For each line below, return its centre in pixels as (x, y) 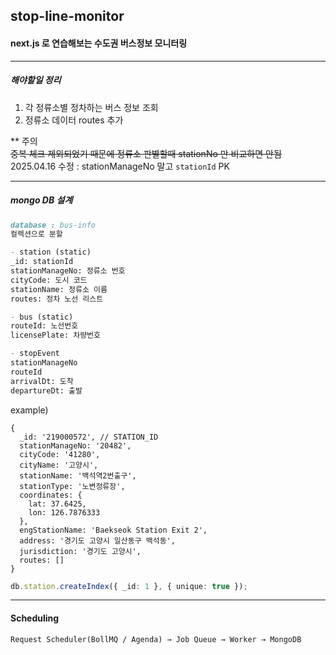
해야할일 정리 (36, 80)
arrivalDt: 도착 (42, 381)
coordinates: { (51, 495)
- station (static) (51, 252)
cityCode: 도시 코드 (49, 280)
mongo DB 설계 (41, 200)
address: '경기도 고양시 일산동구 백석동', (97, 540)
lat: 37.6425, (57, 504)
